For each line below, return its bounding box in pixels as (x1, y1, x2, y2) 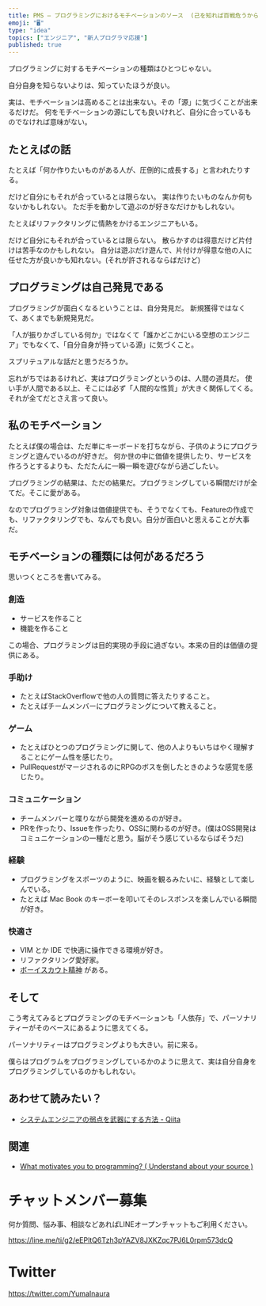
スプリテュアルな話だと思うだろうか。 (8, 356, 133, 366)
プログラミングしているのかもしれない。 (8, 1066, 140, 1076)
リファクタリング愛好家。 (19, 955, 104, 965)
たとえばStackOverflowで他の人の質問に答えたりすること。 (19, 691, 215, 701)
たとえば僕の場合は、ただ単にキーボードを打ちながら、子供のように (8, 441, 230, 451)
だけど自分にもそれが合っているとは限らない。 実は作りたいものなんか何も (8, 192, 253, 201)
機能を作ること (19, 623, 69, 633)
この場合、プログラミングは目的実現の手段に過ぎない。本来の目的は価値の (8, 640, 251, 649)
